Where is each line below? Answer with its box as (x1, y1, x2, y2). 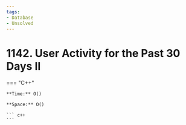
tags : (6, 8, 20, 15)
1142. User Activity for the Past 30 (6, 46, 181, 60)
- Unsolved (6, 20, 34, 26)
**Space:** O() (6, 101, 45, 108)
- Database (6, 15, 34, 21)
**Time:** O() (6, 91, 42, 97)
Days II (6, 59, 41, 73)
